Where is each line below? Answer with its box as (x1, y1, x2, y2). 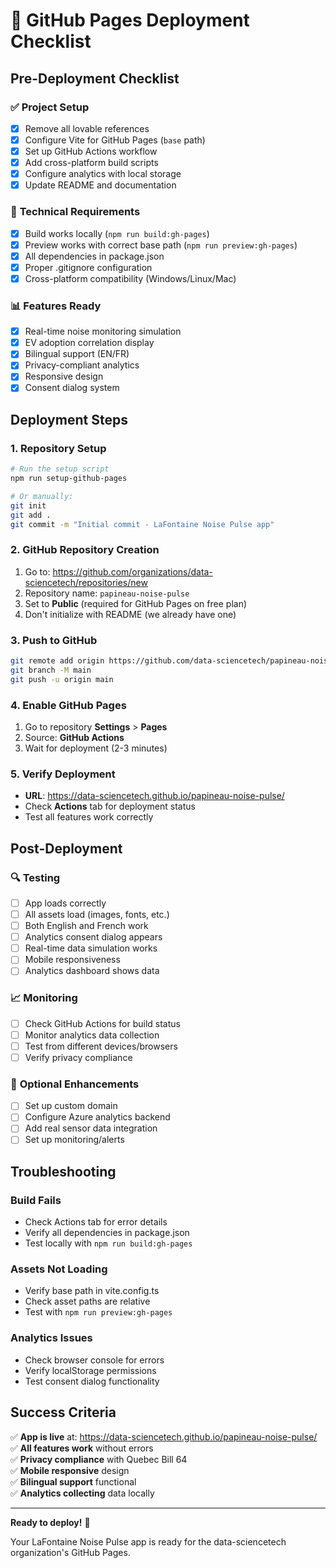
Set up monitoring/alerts (24, 1134, 125, 1146)
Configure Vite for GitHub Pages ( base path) (24, 134, 206, 146)
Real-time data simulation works (24, 942, 158, 954)
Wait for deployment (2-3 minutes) (24, 742, 168, 754)
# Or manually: (10, 491, 74, 501)
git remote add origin (10, 656, 105, 666)
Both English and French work (24, 920, 149, 932)
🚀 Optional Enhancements (10, 1077, 140, 1091)
